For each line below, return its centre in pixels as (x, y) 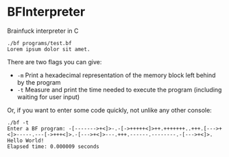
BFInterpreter (46, 12)
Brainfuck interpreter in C (43, 31)
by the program (39, 82)
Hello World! (26, 141)
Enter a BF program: (37, 128)
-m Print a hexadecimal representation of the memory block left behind (116, 75)
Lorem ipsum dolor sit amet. (49, 49)
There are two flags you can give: (55, 61)
